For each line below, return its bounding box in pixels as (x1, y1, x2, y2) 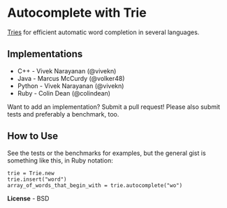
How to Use (7, 131, 59, 142)
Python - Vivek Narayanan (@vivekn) (17, 82, 124, 90)
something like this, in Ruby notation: (7, 156, 113, 165)
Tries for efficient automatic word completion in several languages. (7, 28, 200, 36)
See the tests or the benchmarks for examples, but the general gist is (7, 149, 206, 157)
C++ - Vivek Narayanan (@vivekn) (17, 66, 117, 75)
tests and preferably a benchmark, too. (7, 110, 119, 118)
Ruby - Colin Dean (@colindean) (17, 89, 110, 97)
